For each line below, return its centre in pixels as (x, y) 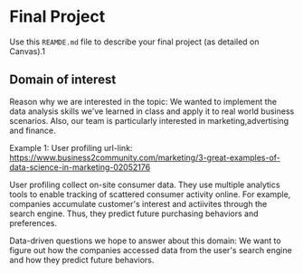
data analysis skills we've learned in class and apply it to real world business (152, 111)
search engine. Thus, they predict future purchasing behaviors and (134, 213)
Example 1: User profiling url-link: (71, 147)
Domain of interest (63, 80)
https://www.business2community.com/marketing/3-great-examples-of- (145, 157)
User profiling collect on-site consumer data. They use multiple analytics (145, 184)
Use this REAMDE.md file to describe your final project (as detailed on (134, 42)
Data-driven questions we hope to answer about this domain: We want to (146, 241)
